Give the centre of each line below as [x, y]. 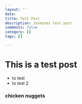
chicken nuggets [25, 96]
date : [10, 14]
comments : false [21, 28]
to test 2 [20, 83]
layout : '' [16, 9]
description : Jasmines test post [39, 23]
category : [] [18, 32]
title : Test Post [22, 18]
